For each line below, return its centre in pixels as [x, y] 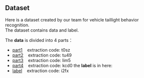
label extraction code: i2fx [40, 71]
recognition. [17, 25]
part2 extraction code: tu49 [42, 55]
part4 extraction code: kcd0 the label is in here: [62, 65]
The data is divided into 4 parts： [39, 40]
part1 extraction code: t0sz [41, 50]
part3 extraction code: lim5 [42, 60]
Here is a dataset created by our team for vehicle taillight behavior [72, 19]
